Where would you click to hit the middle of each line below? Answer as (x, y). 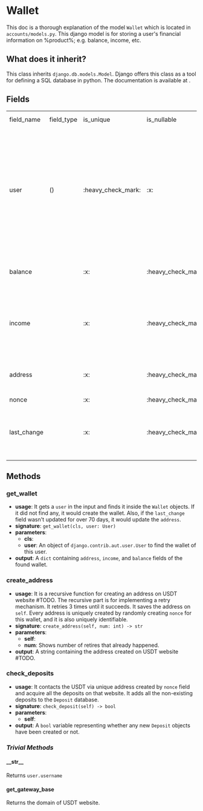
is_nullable (162, 119)
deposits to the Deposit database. (57, 700)
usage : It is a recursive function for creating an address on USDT (96, 594)
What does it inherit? (46, 59)
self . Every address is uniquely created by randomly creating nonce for (103, 613)
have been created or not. (47, 732)
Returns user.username (34, 775)
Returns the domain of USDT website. (53, 803)
